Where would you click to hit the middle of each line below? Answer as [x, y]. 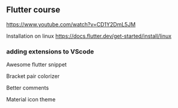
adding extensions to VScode [50, 52]
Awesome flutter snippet [37, 65]
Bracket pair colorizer [33, 76]
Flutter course [33, 10]
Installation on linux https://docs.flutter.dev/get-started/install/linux [89, 36]
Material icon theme [31, 100]
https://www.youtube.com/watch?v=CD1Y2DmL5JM [71, 24]
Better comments [28, 88]
